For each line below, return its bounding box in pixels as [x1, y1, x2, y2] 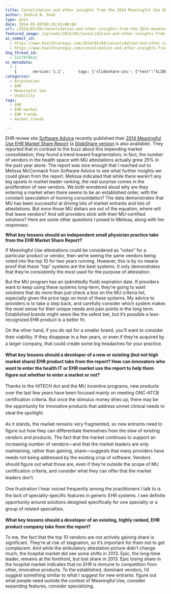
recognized [5, 316, 30, 323]
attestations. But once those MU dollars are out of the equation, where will [5, 205, 161, 212]
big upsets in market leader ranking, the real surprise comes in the [5, 178, 145, 184]
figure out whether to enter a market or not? [5, 372, 100, 378]
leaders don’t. [5, 474, 35, 480]
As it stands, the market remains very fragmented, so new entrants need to [5, 420, 163, 427]
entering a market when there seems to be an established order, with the [5, 189, 158, 195]
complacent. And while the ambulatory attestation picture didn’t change [5, 544, 156, 551]
